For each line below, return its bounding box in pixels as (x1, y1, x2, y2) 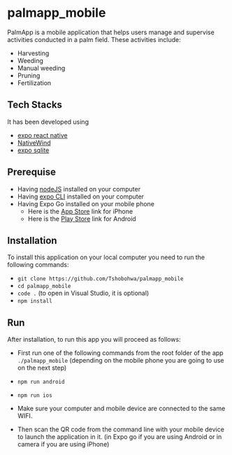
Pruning (17, 71, 41, 80)
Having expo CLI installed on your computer (17, 192, 145, 201)
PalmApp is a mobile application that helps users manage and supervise (7, 28, 215, 36)
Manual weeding (17, 64, 66, 72)
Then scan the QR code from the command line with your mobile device (17, 425, 225, 434)
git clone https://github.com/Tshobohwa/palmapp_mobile (17, 275, 184, 282)
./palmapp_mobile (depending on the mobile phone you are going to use (17, 356, 224, 365)
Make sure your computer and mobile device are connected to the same (17, 404, 226, 413)
